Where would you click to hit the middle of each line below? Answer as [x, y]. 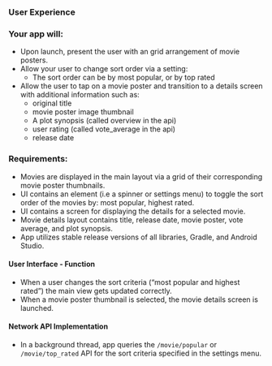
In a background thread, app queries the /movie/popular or [119, 344]
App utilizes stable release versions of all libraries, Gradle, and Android [138, 237]
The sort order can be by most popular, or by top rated [123, 78]
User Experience [42, 12]
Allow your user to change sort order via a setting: [104, 69]
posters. [34, 60]
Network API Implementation [58, 326]
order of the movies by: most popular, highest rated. [107, 202]
